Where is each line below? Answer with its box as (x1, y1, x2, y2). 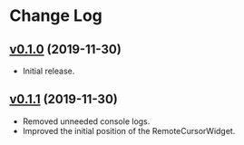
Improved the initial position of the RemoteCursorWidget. (22, 125, 236, 136)
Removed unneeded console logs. (22, 115, 151, 127)
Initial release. (22, 65, 75, 76)
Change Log (9, 5, 102, 26)
